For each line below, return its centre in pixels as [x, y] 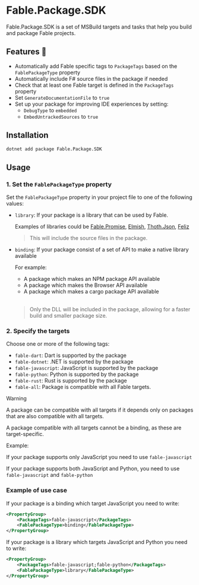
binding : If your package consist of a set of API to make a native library [102, 249]
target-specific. [25, 434]
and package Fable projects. [41, 33]
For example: [31, 267]
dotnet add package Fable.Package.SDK [54, 149]
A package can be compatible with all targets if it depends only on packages [100, 410]
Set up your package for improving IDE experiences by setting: [91, 104]
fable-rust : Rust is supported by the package [71, 381]
